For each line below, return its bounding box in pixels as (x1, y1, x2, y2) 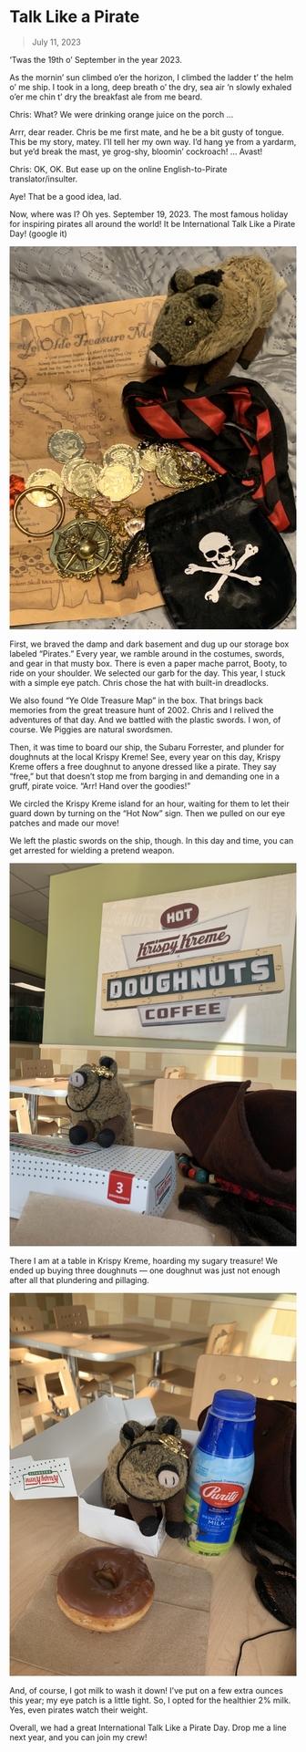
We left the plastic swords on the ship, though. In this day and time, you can (9, 835, 294, 845)
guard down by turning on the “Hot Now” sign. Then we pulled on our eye (9, 807, 285, 818)
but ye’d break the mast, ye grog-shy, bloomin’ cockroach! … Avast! (9, 146, 263, 157)
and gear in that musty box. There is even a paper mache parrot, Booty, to (9, 658, 288, 669)
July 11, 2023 (31, 36, 82, 47)
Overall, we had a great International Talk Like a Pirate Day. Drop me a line (9, 1722, 287, 1733)
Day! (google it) (9, 228, 68, 239)
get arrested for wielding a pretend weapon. (9, 845, 175, 855)
